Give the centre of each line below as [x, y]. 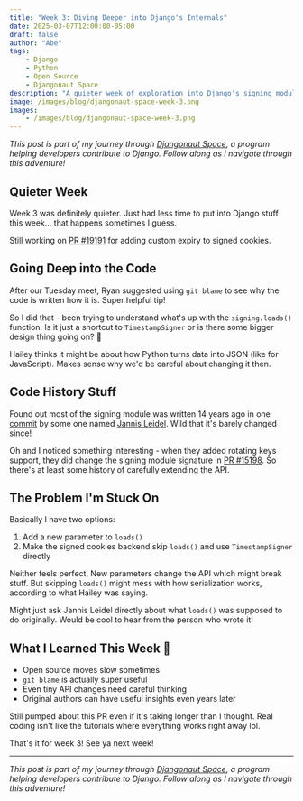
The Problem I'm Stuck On [84, 497]
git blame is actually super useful [85, 680]
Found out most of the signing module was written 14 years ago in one [140, 414]
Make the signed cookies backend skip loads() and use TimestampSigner [157, 547]
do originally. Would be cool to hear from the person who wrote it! [132, 620]
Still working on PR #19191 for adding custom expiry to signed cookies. [140, 240]
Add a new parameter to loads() [83, 537]
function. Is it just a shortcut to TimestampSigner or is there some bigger [142, 327]
